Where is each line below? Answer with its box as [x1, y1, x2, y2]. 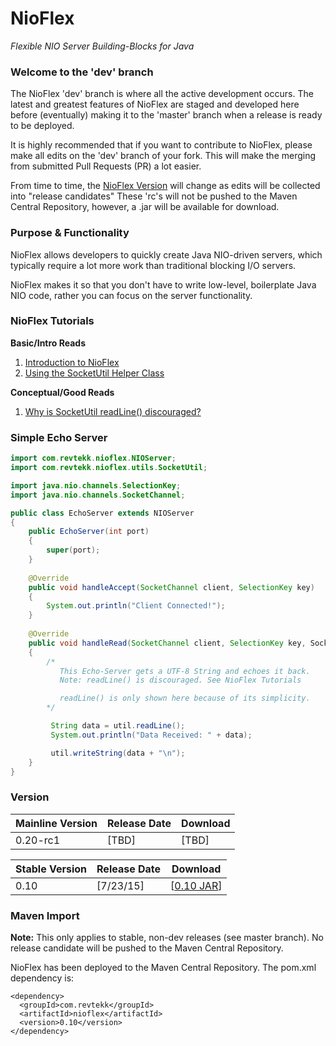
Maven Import [10, 908, 80, 922]
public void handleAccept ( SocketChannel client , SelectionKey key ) [28, 582, 315, 592]
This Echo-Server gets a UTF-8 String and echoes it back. [59, 666, 311, 676]
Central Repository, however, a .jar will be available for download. [10, 201, 280, 213]
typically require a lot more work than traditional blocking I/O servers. [10, 259, 297, 271]
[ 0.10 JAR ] [170, 878, 223, 892]
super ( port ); [46, 545, 101, 556]
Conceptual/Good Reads [10, 386, 115, 398]
